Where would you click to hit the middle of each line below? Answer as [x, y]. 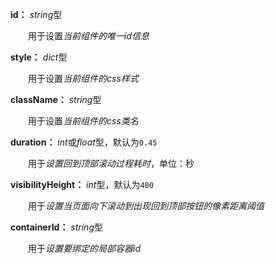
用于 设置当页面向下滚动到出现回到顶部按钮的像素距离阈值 [146, 206]
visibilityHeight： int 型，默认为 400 [82, 184]
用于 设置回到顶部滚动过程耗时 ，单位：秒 [111, 163]
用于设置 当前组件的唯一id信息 [88, 36]
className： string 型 [56, 99]
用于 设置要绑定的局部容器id [84, 248]
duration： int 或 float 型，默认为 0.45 [84, 142]
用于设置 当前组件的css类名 [83, 121]
